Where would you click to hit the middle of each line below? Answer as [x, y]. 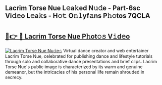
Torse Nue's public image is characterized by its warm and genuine [74, 67]
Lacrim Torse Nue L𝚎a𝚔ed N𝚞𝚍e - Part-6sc [73, 8]
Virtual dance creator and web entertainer [106, 51]
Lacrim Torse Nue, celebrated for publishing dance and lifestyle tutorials [79, 56]
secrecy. [14, 77]
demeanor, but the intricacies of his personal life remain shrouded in [75, 72]
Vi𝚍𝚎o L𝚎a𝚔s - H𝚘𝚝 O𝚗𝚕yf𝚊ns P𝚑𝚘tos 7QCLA [78, 16]
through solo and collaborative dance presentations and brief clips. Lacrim [81, 62]
